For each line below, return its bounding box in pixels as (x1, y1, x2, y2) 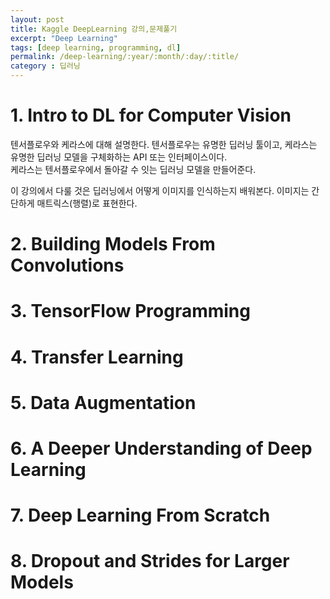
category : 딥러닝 (10, 61, 81, 71)
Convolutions (10, 254, 125, 277)
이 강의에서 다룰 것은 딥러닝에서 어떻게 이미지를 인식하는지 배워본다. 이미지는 (10, 184, 310, 196)
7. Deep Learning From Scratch (10, 504, 271, 527)
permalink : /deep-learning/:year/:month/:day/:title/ (10, 52, 240, 62)
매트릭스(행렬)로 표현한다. (36, 197, 138, 209)
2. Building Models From (10, 233, 216, 256)
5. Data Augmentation (10, 391, 197, 414)
